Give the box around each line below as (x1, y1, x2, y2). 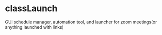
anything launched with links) (5, 24, 64, 30)
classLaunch (5, 3, 58, 14)
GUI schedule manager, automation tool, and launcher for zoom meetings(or (5, 19, 157, 25)
